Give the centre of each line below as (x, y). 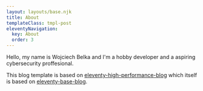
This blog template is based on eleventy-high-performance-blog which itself (102, 75)
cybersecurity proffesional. (40, 63)
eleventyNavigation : (32, 29)
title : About (23, 17)
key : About (25, 34)
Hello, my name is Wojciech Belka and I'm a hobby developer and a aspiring (101, 57)
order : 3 (23, 40)
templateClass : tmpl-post (39, 23)
